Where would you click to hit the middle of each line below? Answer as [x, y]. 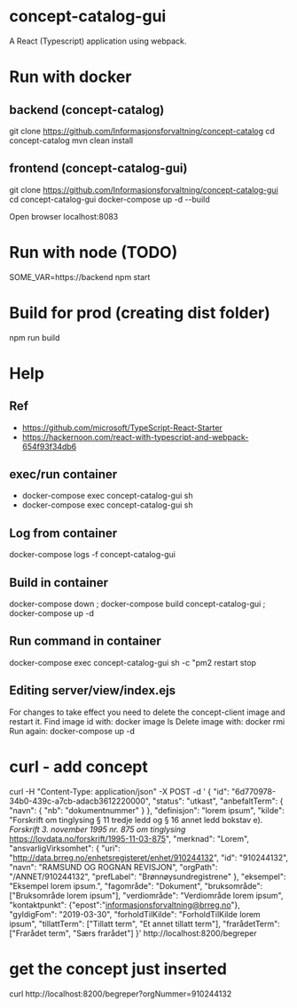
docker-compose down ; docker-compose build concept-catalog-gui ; [137, 604]
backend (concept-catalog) [87, 110]
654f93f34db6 [49, 446]
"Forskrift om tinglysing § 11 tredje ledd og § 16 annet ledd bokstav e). [136, 820]
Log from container [63, 533]
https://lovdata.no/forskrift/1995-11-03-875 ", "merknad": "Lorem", [129, 838]
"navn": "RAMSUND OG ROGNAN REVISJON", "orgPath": [113, 867]
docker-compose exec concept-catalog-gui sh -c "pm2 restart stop [133, 662]
